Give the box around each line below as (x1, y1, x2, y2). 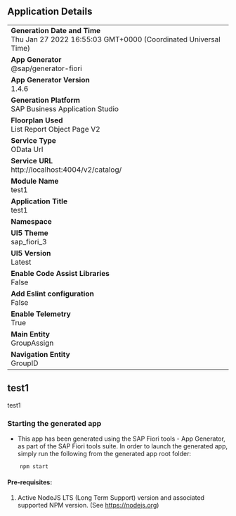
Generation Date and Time (11, 25, 101, 35)
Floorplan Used (11, 115, 63, 125)
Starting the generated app (7, 418, 102, 428)
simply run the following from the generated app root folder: (17, 449, 192, 458)
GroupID (11, 358, 39, 368)
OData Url (11, 144, 44, 154)
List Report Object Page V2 (11, 124, 100, 134)
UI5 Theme (11, 228, 49, 238)
